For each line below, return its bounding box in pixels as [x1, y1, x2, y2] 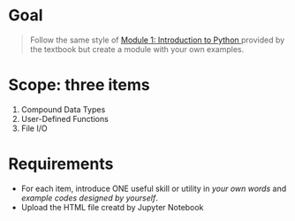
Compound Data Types [20, 103, 106, 115]
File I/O [20, 123, 48, 133]
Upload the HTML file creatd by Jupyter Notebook [20, 202, 204, 212]
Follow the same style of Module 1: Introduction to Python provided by [29, 34, 285, 45]
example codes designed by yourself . [20, 192, 158, 203]
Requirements [8, 154, 114, 174]
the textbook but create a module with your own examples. [29, 43, 245, 54]
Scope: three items [8, 75, 151, 95]
